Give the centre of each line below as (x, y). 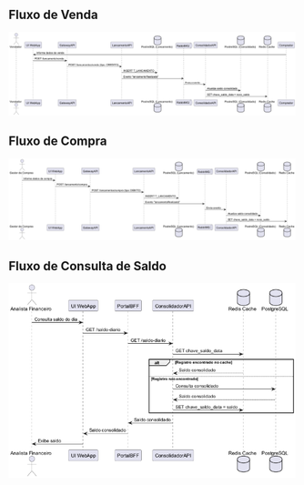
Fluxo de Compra (58, 141)
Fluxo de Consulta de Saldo (88, 266)
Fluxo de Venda (53, 15)
